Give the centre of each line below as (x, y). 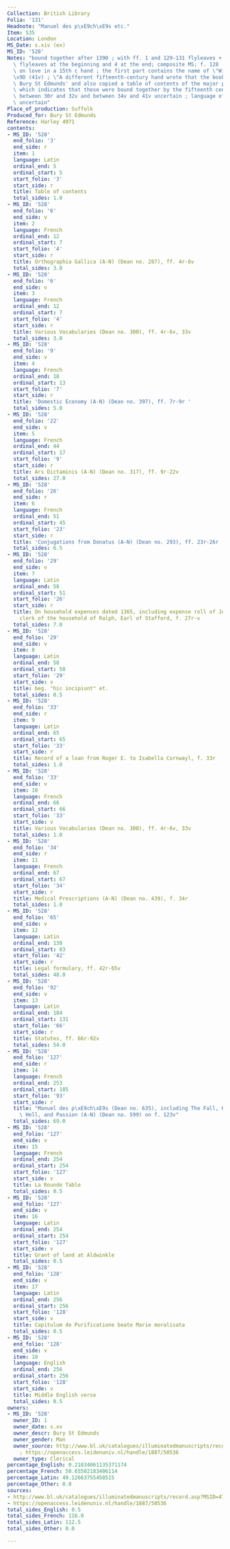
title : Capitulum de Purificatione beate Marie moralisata (99, 1325)
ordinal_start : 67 (40, 879)
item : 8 (24, 650)
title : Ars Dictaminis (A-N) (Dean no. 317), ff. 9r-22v (96, 472)
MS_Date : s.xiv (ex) (37, 45)
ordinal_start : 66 (40, 809)
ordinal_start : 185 (41, 1090)
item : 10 (26, 790)
